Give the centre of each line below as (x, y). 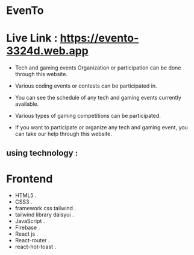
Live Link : (32, 38)
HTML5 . (26, 195)
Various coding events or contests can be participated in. (86, 86)
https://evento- (99, 38)
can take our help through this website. (64, 134)
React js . (27, 234)
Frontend (30, 179)
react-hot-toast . (35, 247)
